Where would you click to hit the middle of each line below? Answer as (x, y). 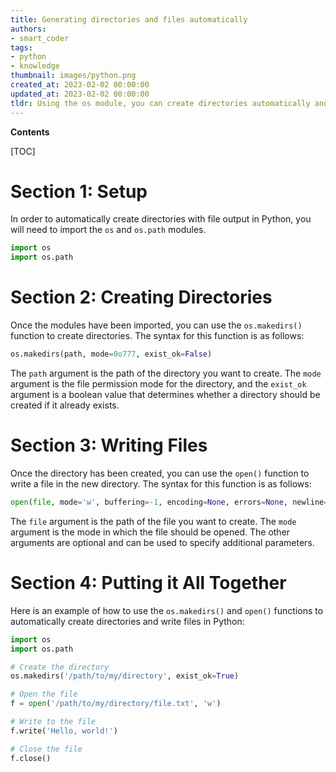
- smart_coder (40, 38)
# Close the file (46, 749)
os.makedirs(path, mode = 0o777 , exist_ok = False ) (111, 354)
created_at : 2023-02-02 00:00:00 (80, 85)
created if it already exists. (65, 405)
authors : (28, 29)
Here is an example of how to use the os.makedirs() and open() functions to (167, 610)
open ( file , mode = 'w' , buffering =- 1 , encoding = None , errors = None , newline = (169, 502)
